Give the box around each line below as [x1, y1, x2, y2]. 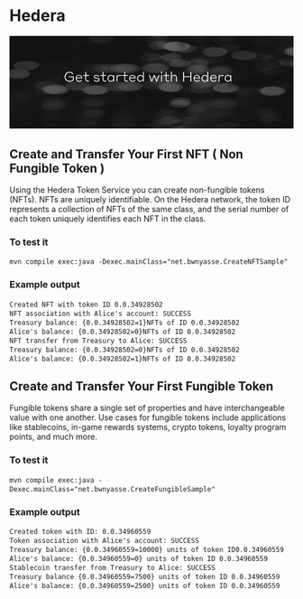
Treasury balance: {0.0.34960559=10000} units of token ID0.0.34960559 [9, 545, 284, 554]
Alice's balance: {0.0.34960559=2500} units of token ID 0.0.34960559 [9, 581, 280, 590]
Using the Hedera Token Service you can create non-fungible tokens [9, 184, 265, 195]
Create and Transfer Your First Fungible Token [9, 379, 274, 394]
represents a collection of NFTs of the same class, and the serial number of [9, 203, 289, 214]
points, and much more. [9, 431, 97, 443]
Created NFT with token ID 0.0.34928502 [9, 300, 164, 309]
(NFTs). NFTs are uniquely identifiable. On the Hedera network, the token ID [9, 193, 291, 204]
